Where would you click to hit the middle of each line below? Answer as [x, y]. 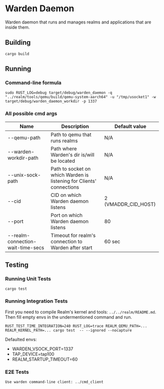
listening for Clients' [73, 181]
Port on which [67, 215]
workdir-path [23, 158]
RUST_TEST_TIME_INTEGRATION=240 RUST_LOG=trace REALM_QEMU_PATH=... [76, 326]
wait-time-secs [26, 247]
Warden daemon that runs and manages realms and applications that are [78, 22]
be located [63, 161]
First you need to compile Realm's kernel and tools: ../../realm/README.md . [81, 312]
